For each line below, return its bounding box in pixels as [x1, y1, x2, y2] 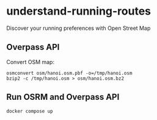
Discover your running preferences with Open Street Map [6, 24, 151, 32]
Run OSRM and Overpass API [6, 92, 120, 102]
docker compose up [6, 108, 53, 114]
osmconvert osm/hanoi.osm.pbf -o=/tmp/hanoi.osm [6, 70, 133, 76]
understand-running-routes [6, 4, 152, 18]
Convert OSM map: [6, 58, 55, 65]
